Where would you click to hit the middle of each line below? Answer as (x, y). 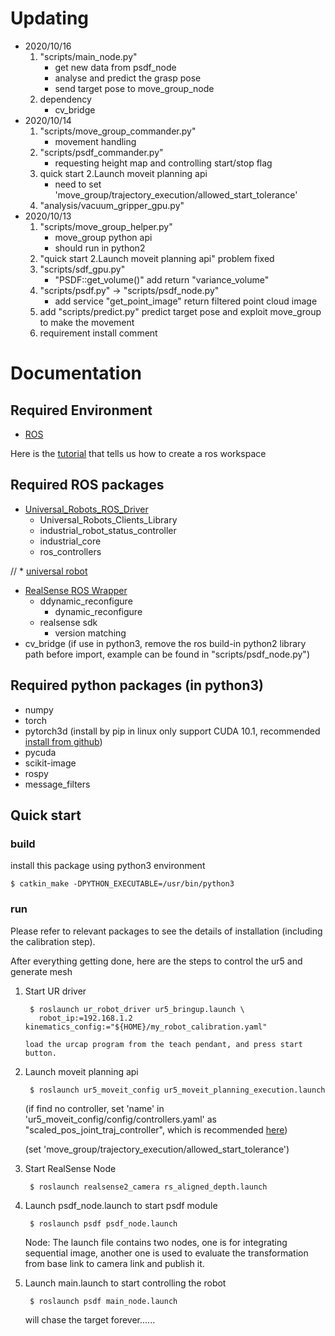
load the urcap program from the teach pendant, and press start (163, 1044)
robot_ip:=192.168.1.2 (85, 1018)
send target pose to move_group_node (134, 88)
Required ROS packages (87, 485)
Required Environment (81, 410)
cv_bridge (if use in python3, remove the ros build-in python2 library (165, 643)
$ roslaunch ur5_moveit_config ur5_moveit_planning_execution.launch (177, 1090)
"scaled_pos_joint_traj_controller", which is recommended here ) (156, 1129)
